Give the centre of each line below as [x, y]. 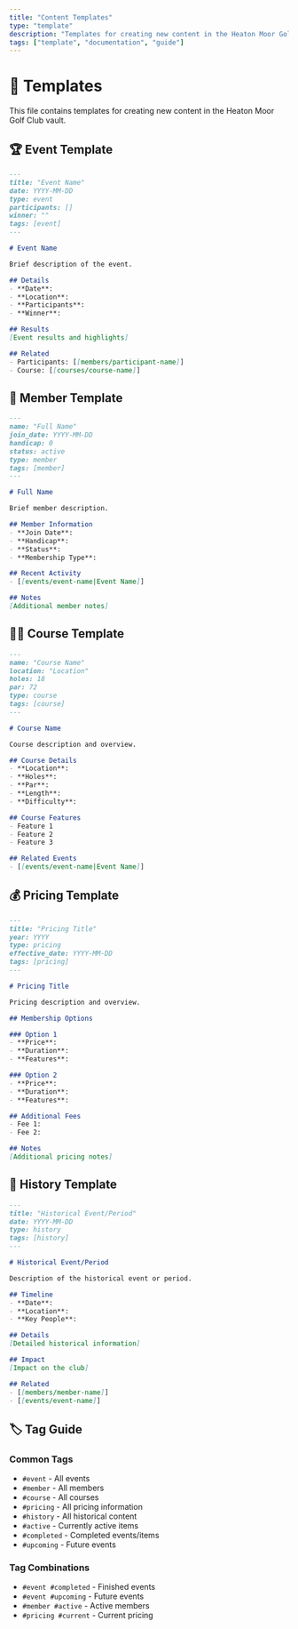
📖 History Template [63, 1185]
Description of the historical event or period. [101, 1278]
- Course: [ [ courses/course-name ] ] [75, 370]
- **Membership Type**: [53, 558]
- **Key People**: [43, 1320]
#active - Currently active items [80, 1526]
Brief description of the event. [71, 264]
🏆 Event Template [61, 149]
